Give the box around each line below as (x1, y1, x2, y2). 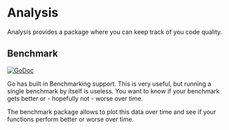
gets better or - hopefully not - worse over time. (7, 94, 143, 102)
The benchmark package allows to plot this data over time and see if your (7, 107, 217, 115)
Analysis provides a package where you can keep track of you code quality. (7, 28, 223, 36)
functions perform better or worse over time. (7, 115, 135, 123)
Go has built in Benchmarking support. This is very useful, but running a (7, 80, 212, 88)
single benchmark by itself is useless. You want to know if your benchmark (7, 86, 220, 95)
